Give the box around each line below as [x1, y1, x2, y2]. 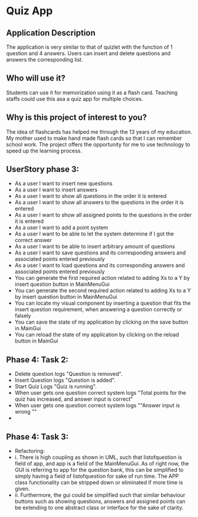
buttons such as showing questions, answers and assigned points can [14, 498, 186, 505]
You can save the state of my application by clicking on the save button [14, 318, 189, 325]
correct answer [14, 237, 52, 244]
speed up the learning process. [6, 147, 83, 154]
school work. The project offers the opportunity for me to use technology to [6, 141, 190, 148]
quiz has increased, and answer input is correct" [14, 395, 133, 403]
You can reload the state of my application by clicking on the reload [14, 331, 179, 339]
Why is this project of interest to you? [6, 113, 147, 123]
